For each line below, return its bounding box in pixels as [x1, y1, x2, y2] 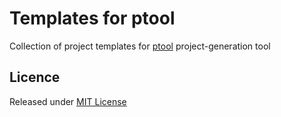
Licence [9, 69, 61, 86]
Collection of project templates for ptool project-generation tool [9, 40, 271, 52]
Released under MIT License [9, 95, 127, 107]
